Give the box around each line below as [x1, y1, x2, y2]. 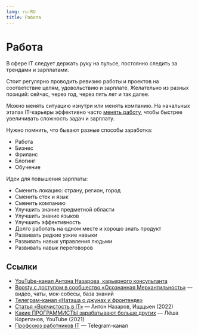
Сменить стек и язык [14, 193, 69, 201]
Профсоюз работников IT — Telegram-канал [14, 322, 128, 330]
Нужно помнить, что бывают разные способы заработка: [6, 126, 153, 134]
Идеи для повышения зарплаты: [6, 175, 88, 183]
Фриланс [14, 151, 38, 158]
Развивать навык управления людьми [14, 238, 113, 245]
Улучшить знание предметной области [14, 206, 115, 213]
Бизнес [14, 144, 34, 152]
